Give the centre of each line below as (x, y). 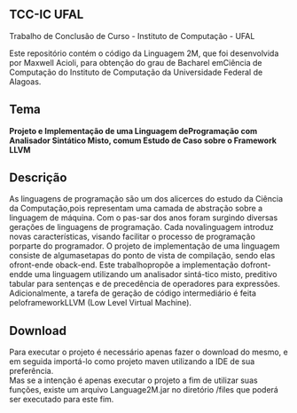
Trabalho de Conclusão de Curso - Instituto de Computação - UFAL (132, 36)
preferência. (31, 371)
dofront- (256, 265)
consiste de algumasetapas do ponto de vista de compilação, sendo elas (142, 256)
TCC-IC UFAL (47, 15)
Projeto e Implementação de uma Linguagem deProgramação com (133, 131)
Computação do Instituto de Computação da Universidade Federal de (136, 72)
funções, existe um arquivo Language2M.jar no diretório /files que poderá (144, 390)
